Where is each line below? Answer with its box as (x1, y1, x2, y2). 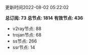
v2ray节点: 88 (12, 25, 42, 31)
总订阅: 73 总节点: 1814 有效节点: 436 (5, 15, 83, 21)
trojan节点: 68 (12, 32, 42, 37)
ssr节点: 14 (12, 44, 35, 50)
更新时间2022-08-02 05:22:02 (5, 4, 69, 10)
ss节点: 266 (12, 38, 37, 44)
